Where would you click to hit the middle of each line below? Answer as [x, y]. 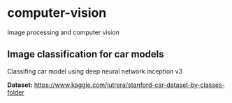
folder [16, 92]
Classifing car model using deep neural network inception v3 [95, 71]
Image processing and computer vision [64, 32]
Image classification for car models [86, 54]
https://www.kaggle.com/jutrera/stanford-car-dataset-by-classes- [129, 85]
